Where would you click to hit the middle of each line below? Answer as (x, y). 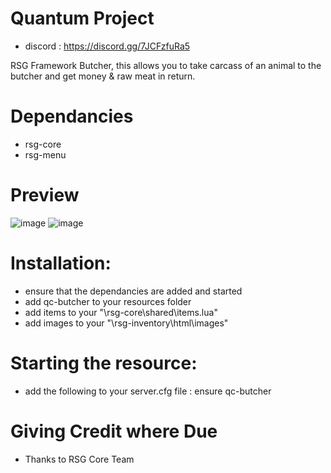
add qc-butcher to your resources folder (108, 301)
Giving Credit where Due (114, 431)
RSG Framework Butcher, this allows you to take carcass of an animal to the (166, 65)
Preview (45, 195)
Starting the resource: (104, 363)
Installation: (61, 263)
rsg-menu (45, 154)
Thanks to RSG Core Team (79, 459)
